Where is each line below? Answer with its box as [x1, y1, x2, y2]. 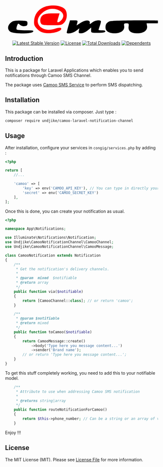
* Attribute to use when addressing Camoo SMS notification [16, 389, 140, 394]
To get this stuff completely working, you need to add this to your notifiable [5, 370, 155, 376]
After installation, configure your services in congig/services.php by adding [5, 144, 156, 150]
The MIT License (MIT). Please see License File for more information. [5, 456, 143, 463]
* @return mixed [16, 321, 49, 325]
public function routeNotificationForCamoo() [14, 407, 108, 412]
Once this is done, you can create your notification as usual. [5, 208, 125, 214]
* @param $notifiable [16, 316, 60, 321]
